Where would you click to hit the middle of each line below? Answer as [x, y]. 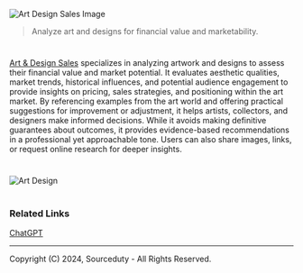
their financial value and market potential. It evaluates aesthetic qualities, [144, 73]
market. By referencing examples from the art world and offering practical [147, 101]
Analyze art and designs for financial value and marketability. [145, 31]
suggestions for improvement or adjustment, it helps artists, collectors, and [149, 111]
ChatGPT [26, 232]
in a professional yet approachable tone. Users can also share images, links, [151, 140]
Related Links [40, 214]
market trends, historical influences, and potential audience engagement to [149, 82]
